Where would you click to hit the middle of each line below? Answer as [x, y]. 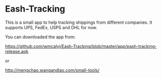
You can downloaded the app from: [40, 37]
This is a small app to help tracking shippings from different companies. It [79, 22]
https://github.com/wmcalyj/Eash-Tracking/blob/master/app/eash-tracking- [81, 46]
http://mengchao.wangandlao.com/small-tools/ [52, 70]
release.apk [17, 51]
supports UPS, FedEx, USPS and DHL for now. [51, 27]
